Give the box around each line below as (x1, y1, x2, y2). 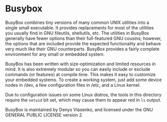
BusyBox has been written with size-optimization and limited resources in (5, 61, 156, 67)
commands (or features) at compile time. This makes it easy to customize (5, 71, 156, 77)
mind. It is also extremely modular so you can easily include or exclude (5, 66, 151, 72)
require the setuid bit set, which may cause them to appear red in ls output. (5, 97, 162, 103)
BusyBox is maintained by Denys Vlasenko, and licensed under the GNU (5, 107, 153, 113)
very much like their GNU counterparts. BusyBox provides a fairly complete (5, 46, 160, 52)
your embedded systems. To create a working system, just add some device (5, 77, 162, 83)
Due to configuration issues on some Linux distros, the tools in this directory (5, 92, 162, 98)
